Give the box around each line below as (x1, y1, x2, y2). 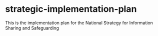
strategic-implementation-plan (5, 3, 137, 15)
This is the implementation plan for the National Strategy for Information (5, 20, 153, 26)
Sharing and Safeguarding (5, 25, 59, 31)
